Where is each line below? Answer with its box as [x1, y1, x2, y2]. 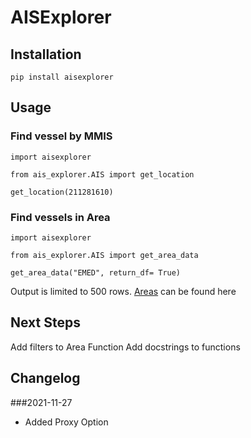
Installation [10, 46, 82, 63]
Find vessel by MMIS [10, 129, 113, 143]
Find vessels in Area [10, 210, 111, 224]
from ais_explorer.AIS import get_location [10, 169, 195, 180]
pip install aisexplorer [10, 72, 114, 82]
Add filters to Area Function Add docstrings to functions [10, 341, 241, 353]
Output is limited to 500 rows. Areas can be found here [10, 285, 237, 297]
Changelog [10, 370, 81, 387]
